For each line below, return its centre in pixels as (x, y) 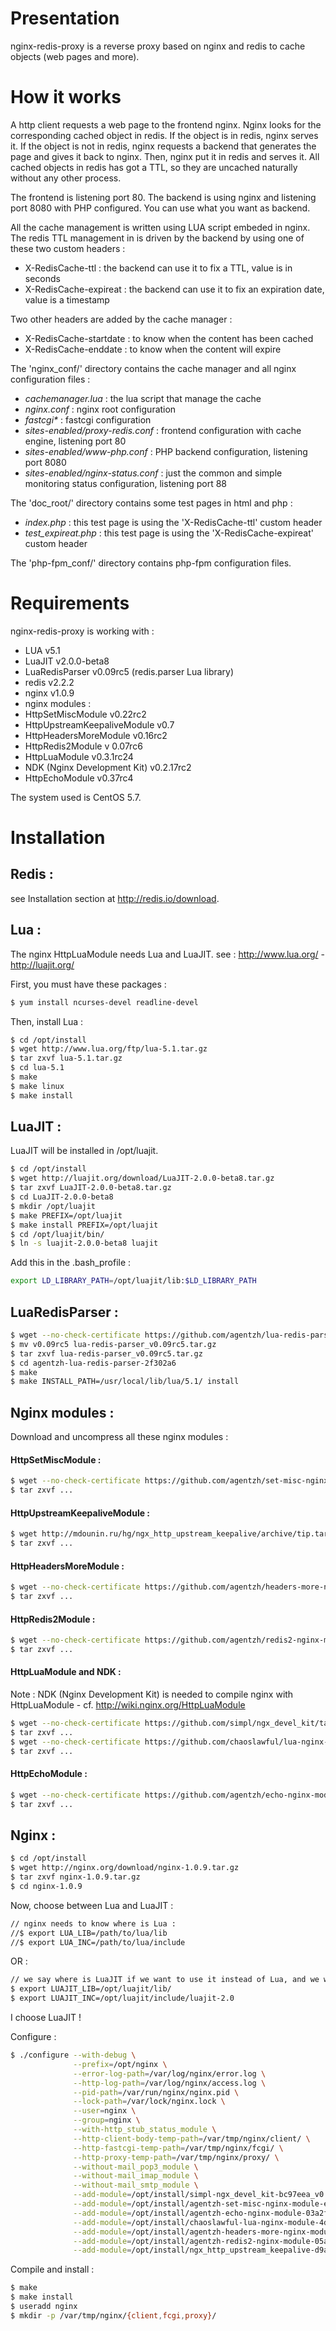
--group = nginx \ (107, 2120)
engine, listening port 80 (75, 441)
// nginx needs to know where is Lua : (93, 1923)
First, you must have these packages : (88, 984)
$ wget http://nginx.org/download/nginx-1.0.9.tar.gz (125, 1868)
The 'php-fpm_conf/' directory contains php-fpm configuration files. (151, 563)
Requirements (70, 603)
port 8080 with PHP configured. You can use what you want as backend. (160, 208)
